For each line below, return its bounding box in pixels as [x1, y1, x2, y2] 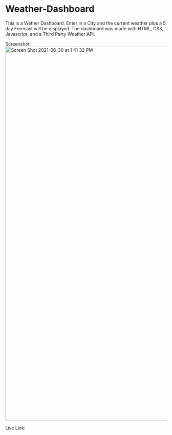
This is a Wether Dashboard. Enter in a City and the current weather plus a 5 [5, 20, 166, 26]
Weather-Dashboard [5, 3, 95, 15]
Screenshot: [5, 40, 31, 47]
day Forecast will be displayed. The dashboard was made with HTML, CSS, [5, 25, 164, 31]
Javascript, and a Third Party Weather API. [5, 31, 96, 37]
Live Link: [5, 425, 26, 431]
